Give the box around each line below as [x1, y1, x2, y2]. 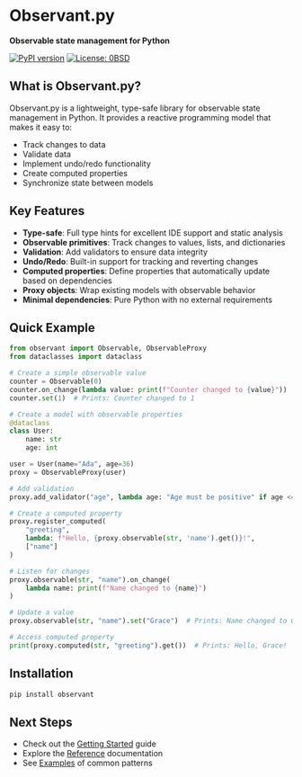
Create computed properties [22, 167, 129, 178]
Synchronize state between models [22, 177, 154, 188]
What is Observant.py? [9, 78, 142, 94]
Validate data [22, 148, 72, 159]
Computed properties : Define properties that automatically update [22, 265, 271, 276]
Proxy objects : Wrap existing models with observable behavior [22, 284, 256, 295]
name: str [25, 435, 63, 444]
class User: [9, 426, 54, 436]
